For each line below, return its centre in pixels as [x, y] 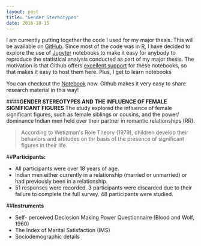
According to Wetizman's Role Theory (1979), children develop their [105, 132]
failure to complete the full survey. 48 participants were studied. [94, 194]
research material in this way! [43, 90]
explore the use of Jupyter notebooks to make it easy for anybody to [91, 53]
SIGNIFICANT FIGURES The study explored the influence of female [89, 108]
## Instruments [25, 206]
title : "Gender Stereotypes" [43, 17]
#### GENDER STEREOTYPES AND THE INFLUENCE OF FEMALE [87, 102]
